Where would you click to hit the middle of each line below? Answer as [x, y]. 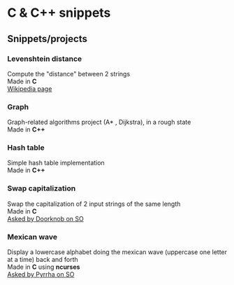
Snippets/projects [47, 39]
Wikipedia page [30, 88]
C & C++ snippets [59, 13]
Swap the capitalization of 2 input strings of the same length [94, 204]
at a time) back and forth [43, 260]
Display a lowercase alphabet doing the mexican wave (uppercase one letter [117, 252]
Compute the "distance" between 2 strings [69, 74]
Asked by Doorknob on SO [45, 218]
